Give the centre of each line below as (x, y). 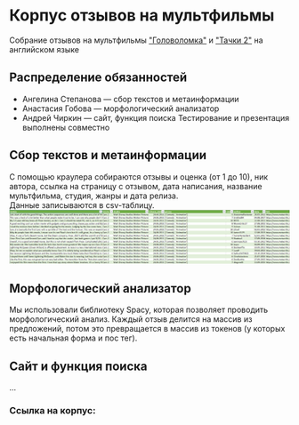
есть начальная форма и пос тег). (73, 338)
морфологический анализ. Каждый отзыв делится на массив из (131, 319)
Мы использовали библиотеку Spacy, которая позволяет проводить (139, 310)
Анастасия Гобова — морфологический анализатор (121, 108)
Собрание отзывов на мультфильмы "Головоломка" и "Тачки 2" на (137, 40)
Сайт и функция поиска (78, 366)
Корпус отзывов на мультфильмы (142, 16)
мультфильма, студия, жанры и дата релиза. (94, 196)
